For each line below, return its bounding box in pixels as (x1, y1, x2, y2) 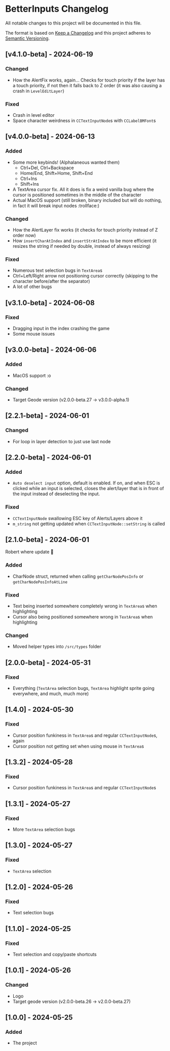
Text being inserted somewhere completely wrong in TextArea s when (12, 603, 157, 609)
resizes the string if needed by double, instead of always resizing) (12, 243, 151, 249)
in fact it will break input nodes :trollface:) (12, 202, 100, 209)
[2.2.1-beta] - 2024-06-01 (5, 412, 89, 420)
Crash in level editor (12, 112, 55, 118)
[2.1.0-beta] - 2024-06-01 (5, 535, 90, 544)
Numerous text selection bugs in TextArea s (12, 267, 103, 273)
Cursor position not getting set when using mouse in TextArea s (12, 743, 144, 749)
